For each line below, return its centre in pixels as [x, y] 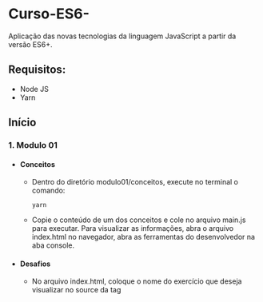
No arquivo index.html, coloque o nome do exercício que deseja [137, 281]
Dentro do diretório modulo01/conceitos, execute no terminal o [135, 182]
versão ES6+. [30, 44]
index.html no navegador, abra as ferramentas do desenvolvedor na [143, 237]
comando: [48, 191]
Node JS [34, 89]
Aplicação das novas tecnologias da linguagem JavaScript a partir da [122, 36]
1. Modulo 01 [33, 145]
